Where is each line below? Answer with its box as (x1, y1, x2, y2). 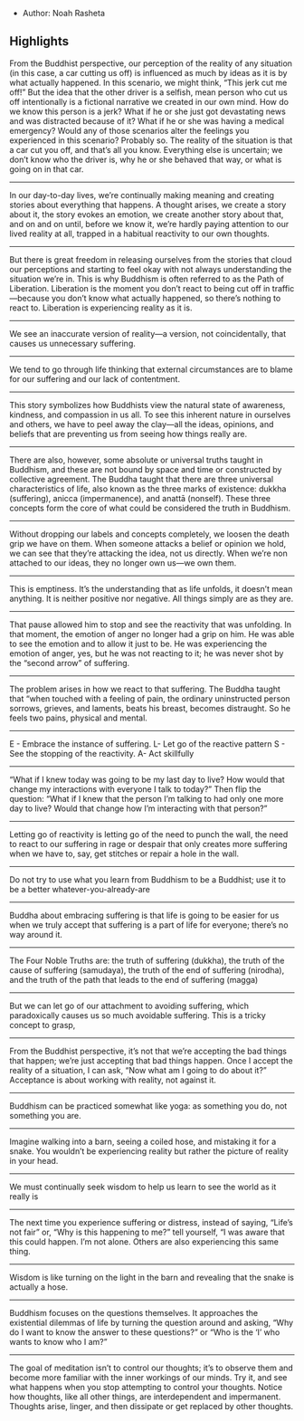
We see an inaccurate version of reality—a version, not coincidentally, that (9, 328, 287, 339)
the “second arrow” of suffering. (9, 657, 130, 668)
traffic (271, 282, 295, 293)
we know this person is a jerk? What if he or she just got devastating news (9, 106, 287, 117)
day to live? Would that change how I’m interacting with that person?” (9, 803, 268, 814)
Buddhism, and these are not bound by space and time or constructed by (9, 463, 282, 474)
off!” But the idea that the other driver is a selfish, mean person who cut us (9, 86, 288, 98)
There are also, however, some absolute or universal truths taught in (9, 454, 264, 465)
